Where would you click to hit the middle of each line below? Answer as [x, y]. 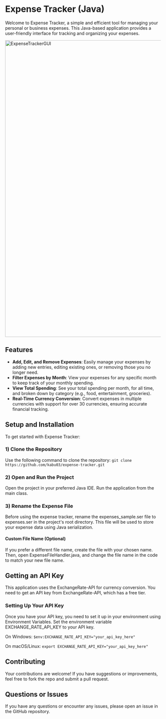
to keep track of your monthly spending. [53, 383]
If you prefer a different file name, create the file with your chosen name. [79, 549]
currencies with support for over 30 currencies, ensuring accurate [80, 404]
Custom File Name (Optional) [35, 539]
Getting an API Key [35, 576]
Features [19, 350]
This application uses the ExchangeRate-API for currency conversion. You [80, 587]
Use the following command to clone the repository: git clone [68, 460]
